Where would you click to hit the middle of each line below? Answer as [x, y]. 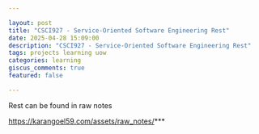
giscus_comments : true [47, 68]
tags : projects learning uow [57, 53]
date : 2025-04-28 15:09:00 [54, 38]
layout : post [30, 23]
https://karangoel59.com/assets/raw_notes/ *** [87, 121]
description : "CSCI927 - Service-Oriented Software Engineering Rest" [130, 45]
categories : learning [45, 61]
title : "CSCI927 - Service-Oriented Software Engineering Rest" [119, 30]
